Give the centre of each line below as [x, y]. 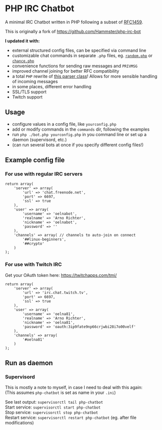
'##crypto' [34, 244]
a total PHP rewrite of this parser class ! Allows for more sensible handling [84, 76]
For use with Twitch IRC [34, 265]
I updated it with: [22, 41]
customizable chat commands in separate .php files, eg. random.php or [82, 55]
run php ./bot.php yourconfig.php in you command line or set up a [79, 134]
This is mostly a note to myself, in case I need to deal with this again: [74, 388]
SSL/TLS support [29, 92]
